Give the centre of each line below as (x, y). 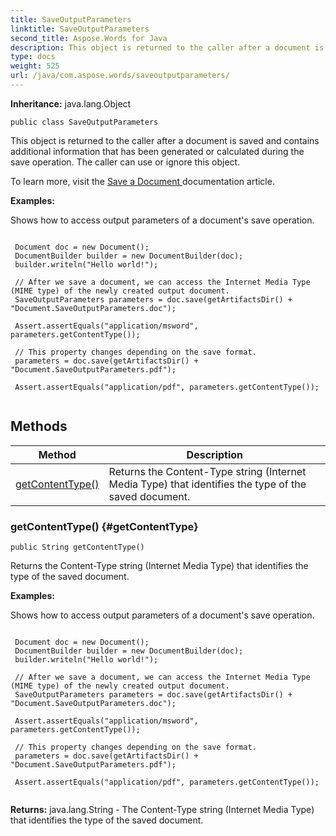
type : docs (33, 57)
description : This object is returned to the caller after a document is (167, 47)
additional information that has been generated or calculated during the (157, 151)
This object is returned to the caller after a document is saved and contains (165, 140)
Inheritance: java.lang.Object (71, 103)
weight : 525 (35, 66)
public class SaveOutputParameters (84, 122)
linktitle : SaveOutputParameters (80, 29)
